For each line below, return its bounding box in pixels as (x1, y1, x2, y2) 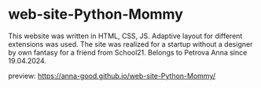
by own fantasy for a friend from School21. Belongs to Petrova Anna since (8, 48, 248, 57)
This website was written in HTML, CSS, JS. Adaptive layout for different (8, 31, 243, 40)
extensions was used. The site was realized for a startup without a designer (8, 39, 253, 48)
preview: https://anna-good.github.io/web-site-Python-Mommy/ (8, 71, 216, 80)
